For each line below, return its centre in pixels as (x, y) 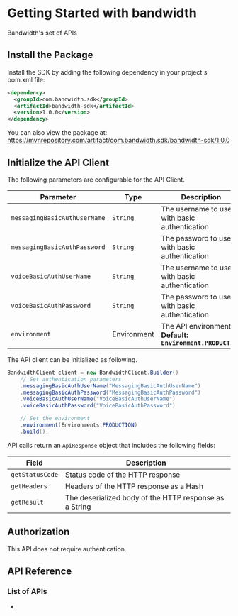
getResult (27, 502)
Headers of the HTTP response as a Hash (134, 486)
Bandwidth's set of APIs (42, 33)
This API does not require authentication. (67, 549)
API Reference (40, 572)
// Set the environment (55, 419)
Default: (175, 335)
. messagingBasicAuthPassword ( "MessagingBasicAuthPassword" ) (110, 392)
